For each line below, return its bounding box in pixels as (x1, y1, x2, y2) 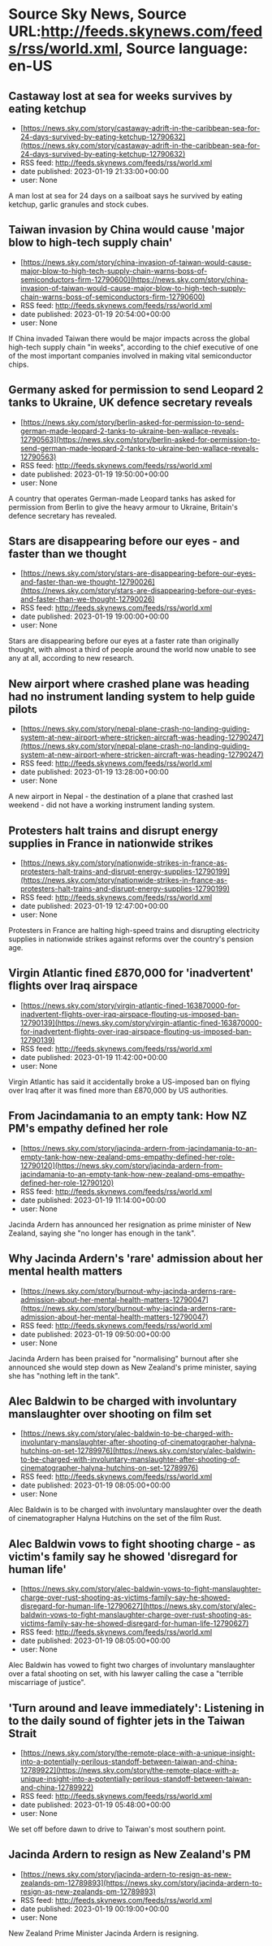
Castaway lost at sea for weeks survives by (8, 89, 233, 102)
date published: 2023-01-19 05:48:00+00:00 (19, 1800, 171, 1809)
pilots (8, 702, 38, 716)
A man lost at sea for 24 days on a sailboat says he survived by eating (8, 191, 243, 200)
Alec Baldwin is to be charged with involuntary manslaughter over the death (8, 1505, 262, 1514)
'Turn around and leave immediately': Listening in (8, 1701, 265, 1715)
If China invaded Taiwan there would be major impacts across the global (8, 333, 250, 343)
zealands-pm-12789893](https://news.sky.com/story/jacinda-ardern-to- (19, 1878, 262, 1887)
